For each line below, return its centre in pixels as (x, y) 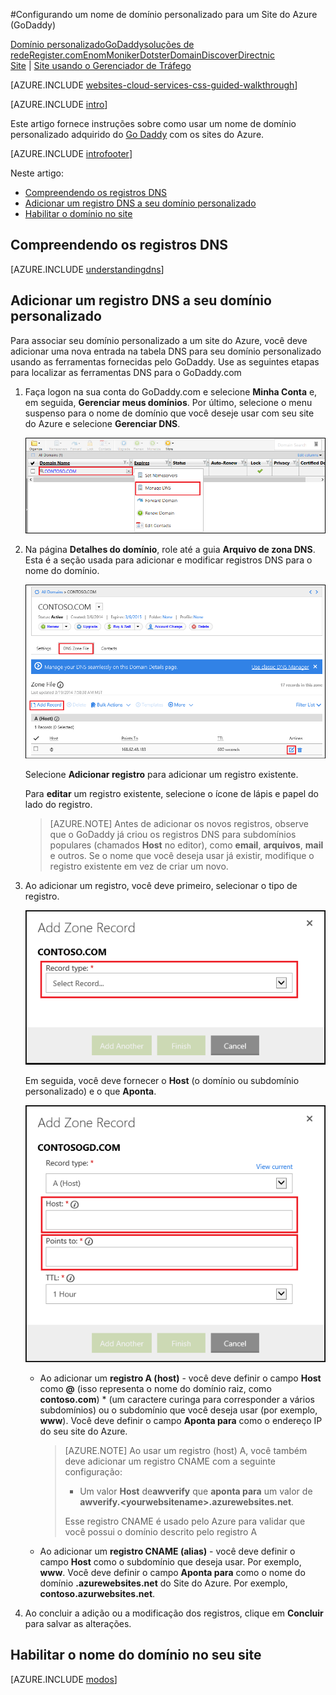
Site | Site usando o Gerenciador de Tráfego (101, 65)
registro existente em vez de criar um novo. (139, 866)
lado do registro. (58, 805)
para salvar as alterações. (78, 1623)
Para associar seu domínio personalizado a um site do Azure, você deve (159, 340)
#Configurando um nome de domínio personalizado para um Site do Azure (164, 14)
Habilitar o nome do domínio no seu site (136, 1655)
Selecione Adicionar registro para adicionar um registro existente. (161, 775)
